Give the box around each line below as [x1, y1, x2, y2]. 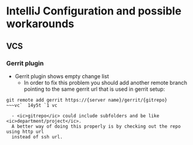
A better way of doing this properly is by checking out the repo [11, 123, 181, 129]
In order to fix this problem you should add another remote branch [23, 79, 188, 86]
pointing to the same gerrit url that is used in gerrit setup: [23, 85, 165, 93]
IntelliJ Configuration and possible [6, 4, 182, 18]
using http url [6, 128, 44, 135]
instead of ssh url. [11, 134, 63, 140]
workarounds [6, 17, 75, 31]
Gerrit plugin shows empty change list [14, 72, 109, 79]
